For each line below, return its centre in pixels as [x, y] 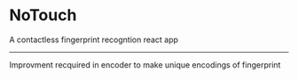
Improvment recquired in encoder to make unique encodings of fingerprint [145, 65]
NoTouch [43, 15]
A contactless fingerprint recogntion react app [94, 39]
